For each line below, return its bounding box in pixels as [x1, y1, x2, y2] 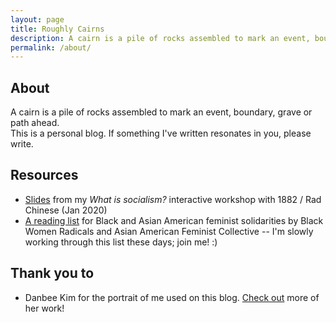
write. [10, 138, 34, 150]
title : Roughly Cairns [10, 24, 105, 34]
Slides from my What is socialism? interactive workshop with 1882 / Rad [24, 193, 322, 205]
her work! [24, 302, 65, 314]
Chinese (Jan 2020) [24, 204, 108, 216]
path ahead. [10, 117, 60, 129]
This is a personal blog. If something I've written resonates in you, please [10, 127, 312, 140]
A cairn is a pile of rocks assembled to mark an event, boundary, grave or [10, 106, 313, 118]
